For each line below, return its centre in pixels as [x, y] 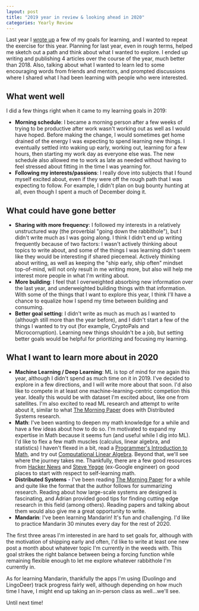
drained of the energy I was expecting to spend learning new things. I [100, 141]
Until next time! [25, 603]
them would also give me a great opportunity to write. [80, 511]
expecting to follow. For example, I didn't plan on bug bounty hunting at [102, 186]
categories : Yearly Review [40, 23]
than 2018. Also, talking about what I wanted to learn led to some [86, 65]
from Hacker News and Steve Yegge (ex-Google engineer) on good [97, 467]
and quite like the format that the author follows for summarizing [93, 485]
